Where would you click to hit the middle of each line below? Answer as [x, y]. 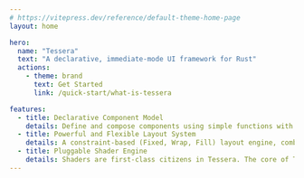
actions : [34, 68]
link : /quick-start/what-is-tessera [102, 93]
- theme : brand [54, 76]
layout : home [34, 26]
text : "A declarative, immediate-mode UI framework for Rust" [137, 60]
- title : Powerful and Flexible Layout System [107, 135]
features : [28, 109]
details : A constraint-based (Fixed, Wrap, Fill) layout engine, [152, 143]
